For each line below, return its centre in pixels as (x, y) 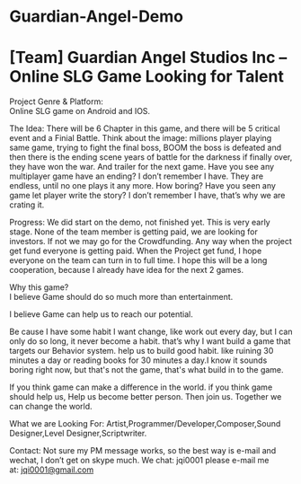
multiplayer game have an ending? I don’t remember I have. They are (136, 176)
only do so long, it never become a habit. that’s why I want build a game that (150, 341)
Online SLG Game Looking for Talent (147, 77)
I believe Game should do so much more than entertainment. (121, 297)
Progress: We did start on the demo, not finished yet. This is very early (140, 223)
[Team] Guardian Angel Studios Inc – (148, 58)
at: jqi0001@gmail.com (52, 470)
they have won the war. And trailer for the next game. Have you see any (142, 167)
